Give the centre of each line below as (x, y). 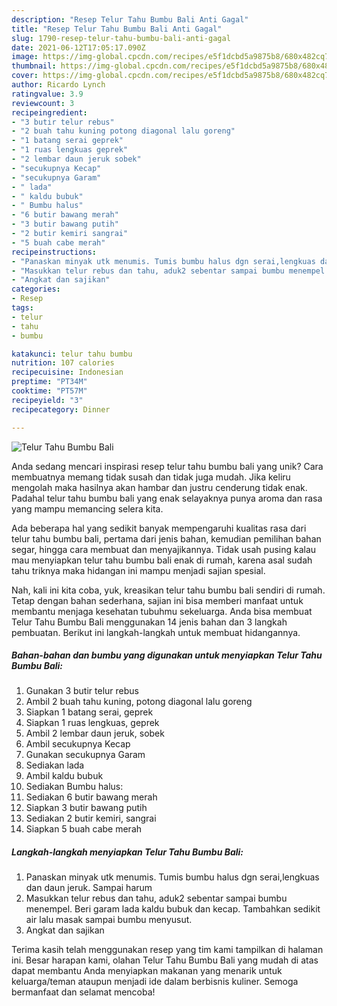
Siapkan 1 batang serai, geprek (89, 712)
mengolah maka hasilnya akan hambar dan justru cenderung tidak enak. (159, 487)
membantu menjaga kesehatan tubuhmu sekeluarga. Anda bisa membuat (162, 611)
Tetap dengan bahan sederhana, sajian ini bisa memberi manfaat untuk (157, 600)
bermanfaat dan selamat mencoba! (83, 992)
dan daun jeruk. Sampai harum (89, 888)
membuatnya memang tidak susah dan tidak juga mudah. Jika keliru (151, 477)
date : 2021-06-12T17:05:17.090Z (78, 47)
